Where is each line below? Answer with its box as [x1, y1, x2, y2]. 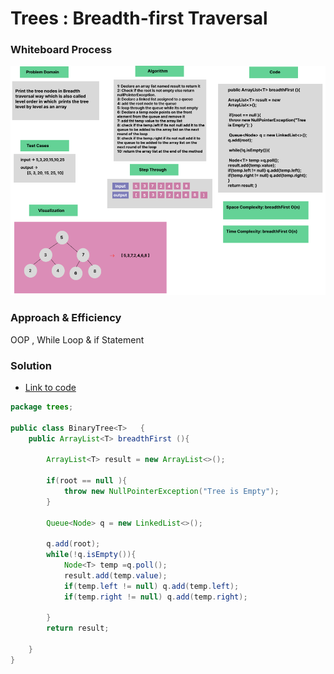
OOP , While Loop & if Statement [10, 333, 145, 346]
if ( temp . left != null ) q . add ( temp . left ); [63, 581, 240, 591]
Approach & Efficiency [10, 311, 122, 325]
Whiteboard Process [10, 43, 113, 57]
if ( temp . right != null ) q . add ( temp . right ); [63, 592, 248, 602]
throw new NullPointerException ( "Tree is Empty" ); [63, 486, 280, 496]
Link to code [24, 381, 77, 393]
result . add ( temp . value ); [63, 570, 168, 581]
